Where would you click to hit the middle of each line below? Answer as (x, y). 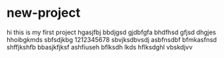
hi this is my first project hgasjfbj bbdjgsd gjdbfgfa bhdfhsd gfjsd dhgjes (111, 32)
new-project (44, 13)
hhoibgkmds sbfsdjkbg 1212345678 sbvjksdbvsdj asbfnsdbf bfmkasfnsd (112, 39)
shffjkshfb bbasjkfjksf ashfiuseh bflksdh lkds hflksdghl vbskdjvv (100, 47)
